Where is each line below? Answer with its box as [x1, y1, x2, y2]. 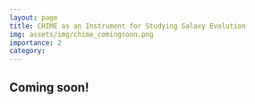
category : [9, 47, 47, 56]
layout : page [9, 13, 58, 22]
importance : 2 [9, 38, 63, 48]
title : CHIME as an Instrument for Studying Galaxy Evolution [9, 22, 246, 30]
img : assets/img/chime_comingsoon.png [9, 30, 154, 39]
